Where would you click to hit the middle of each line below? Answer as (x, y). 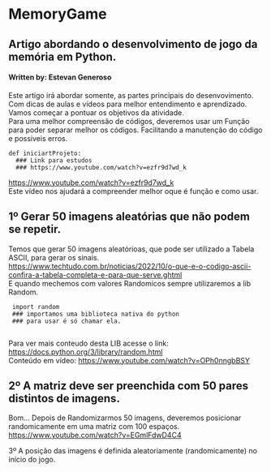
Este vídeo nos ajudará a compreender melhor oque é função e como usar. (133, 191)
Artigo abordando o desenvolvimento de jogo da (133, 44)
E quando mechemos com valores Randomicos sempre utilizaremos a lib (130, 283)
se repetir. (35, 229)
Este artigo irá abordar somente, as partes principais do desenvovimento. (131, 95)
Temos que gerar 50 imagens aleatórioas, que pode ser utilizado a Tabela (131, 249)
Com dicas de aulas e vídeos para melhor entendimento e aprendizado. (128, 104)
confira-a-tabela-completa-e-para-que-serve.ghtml (95, 275)
